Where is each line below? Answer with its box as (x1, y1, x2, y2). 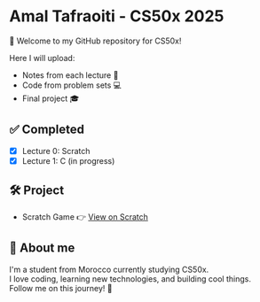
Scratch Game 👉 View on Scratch (21, 211, 149, 222)
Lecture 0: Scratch (21, 145, 91, 156)
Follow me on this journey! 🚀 (9, 283, 113, 293)
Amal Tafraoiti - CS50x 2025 (9, 6, 225, 27)
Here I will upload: (9, 52, 75, 63)
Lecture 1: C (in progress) (21, 155, 115, 166)
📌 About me (9, 241, 75, 256)
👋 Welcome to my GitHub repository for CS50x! (9, 35, 182, 46)
